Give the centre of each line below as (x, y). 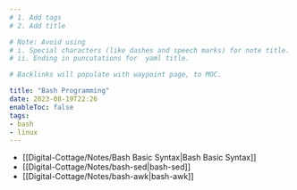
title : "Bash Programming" (59, 91)
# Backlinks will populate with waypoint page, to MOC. (115, 75)
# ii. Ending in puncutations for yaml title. (100, 59)
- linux (24, 132)
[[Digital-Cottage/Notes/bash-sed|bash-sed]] (106, 167)
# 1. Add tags (36, 17)
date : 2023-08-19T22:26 (54, 99)
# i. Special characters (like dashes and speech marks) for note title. (150, 50)
